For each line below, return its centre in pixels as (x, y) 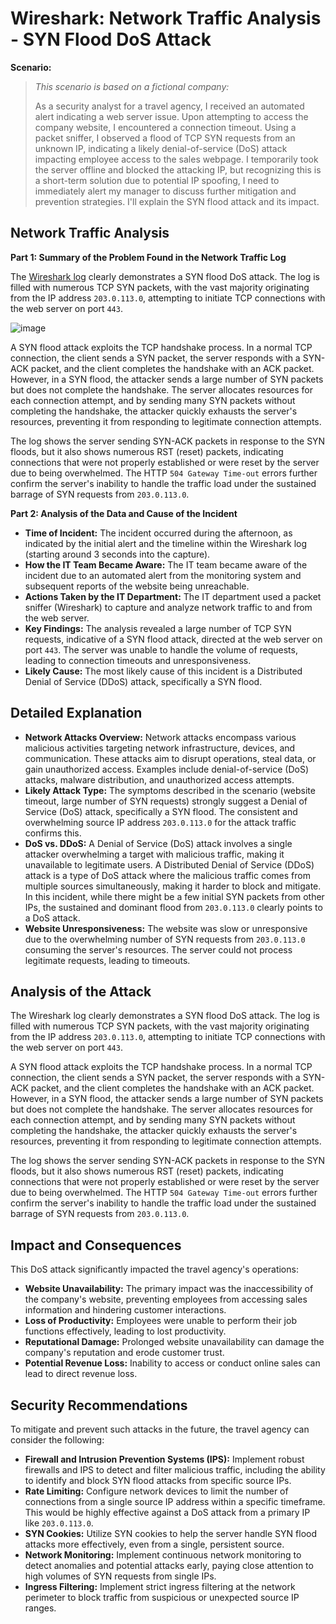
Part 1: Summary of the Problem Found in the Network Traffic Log (148, 257)
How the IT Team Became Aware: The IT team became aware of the (166, 564)
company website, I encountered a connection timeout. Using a (165, 127)
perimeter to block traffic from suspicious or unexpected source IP (162, 1597)
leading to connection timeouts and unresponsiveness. (138, 660)
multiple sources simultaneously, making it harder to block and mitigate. (173, 886)
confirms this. (53, 833)
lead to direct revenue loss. (81, 1374)
